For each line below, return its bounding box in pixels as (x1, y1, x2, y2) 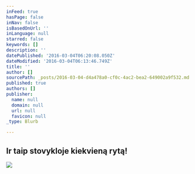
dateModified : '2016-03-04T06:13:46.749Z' (6, 58, 113, 64)
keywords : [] (6, 42, 39, 48)
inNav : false (6, 20, 39, 25)
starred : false (6, 36, 44, 42)
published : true (6, 80, 46, 86)
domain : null (11, 102, 44, 108)
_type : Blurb (6, 119, 39, 125)
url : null (11, 108, 36, 114)
